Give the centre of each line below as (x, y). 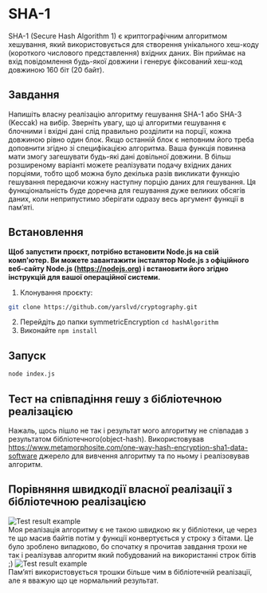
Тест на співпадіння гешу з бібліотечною (115, 399)
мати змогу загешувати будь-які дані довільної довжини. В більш (120, 156)
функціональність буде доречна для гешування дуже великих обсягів (127, 190)
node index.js (32, 374)
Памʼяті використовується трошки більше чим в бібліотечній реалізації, (130, 571)
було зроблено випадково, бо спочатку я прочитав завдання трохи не (128, 546)
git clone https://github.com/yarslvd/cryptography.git (103, 307)
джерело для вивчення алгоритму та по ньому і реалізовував (144, 456)
